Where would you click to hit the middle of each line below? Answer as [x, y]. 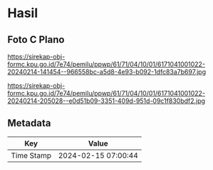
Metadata [29, 123]
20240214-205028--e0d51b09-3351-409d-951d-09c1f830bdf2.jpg [106, 101]
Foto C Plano [36, 40]
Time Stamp [31, 155]
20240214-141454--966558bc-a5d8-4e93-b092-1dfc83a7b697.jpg [107, 72]
